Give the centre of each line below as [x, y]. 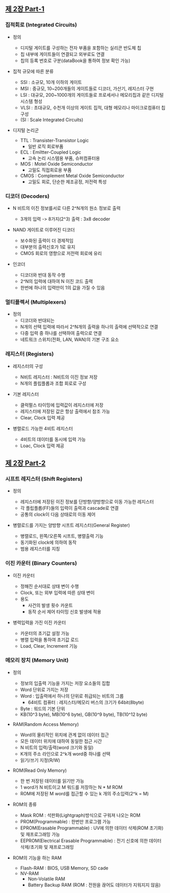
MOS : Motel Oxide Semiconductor [56, 164]
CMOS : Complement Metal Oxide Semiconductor [72, 176]
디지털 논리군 [26, 130]
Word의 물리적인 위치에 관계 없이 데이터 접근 [65, 735]
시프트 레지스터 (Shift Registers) [44, 479]
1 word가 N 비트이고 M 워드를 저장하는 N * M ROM [72, 787]
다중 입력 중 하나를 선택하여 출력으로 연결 [61, 333]
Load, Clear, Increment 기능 [49, 646]
